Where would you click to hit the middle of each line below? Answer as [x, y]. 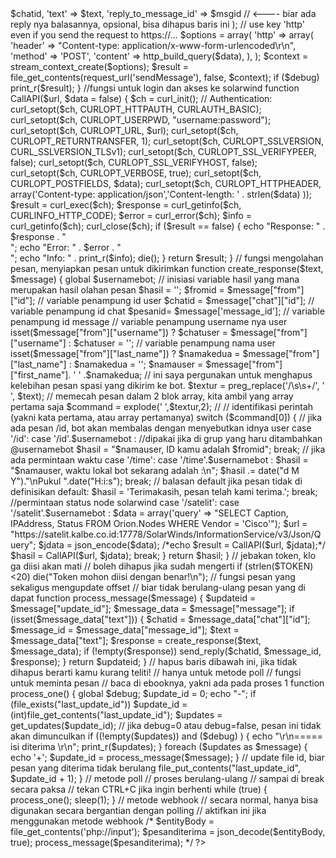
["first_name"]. [41, 375]
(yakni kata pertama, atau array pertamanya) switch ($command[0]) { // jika [166, 417]
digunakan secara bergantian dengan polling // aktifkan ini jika [138, 810]
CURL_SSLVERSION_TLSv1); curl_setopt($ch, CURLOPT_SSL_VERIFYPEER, [163, 151]
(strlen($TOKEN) [279, 566]
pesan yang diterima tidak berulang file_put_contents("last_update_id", [155, 768]
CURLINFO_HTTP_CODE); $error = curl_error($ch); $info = [131, 215]
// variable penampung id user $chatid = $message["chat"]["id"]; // [176, 300]
